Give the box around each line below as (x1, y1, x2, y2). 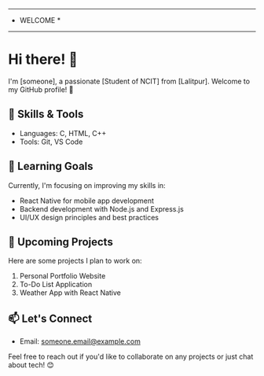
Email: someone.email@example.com (19, 337, 141, 346)
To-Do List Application (19, 280, 93, 289)
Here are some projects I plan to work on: (8, 256, 143, 266)
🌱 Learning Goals (8, 160, 93, 173)
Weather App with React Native (19, 288, 122, 297)
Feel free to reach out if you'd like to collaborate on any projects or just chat (8, 352, 254, 362)
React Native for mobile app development (19, 196, 155, 205)
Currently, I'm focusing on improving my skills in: (8, 180, 167, 190)
